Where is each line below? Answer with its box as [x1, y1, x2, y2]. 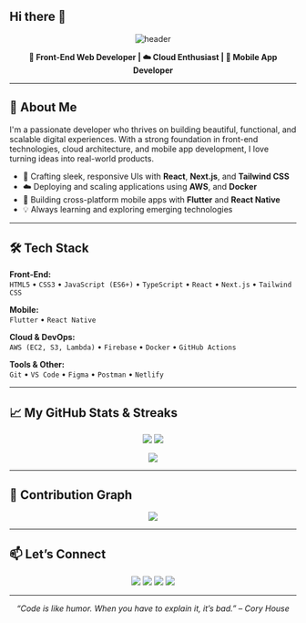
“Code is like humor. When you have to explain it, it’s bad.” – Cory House [16, 603, 290, 614]
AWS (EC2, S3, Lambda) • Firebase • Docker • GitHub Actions [9, 341, 237, 352]
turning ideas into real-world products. [9, 152, 155, 164]
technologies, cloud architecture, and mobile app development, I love [9, 143, 270, 154]
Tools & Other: [9, 359, 66, 370]
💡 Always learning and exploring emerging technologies [22, 203, 233, 214]
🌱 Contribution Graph [9, 487, 133, 503]
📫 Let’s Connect [9, 546, 107, 562]
